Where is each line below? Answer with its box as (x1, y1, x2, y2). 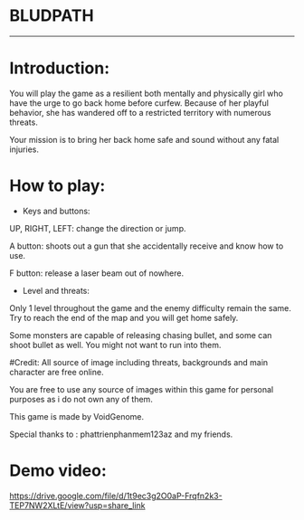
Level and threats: (22, 285, 90, 296)
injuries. (9, 144, 39, 155)
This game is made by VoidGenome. (9, 411, 145, 421)
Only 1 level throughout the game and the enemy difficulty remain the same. (9, 302, 291, 313)
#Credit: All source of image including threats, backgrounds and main (9, 356, 269, 367)
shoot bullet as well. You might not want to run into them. (9, 339, 222, 350)
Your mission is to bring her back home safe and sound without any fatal (9, 134, 280, 145)
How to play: (9, 175, 106, 196)
